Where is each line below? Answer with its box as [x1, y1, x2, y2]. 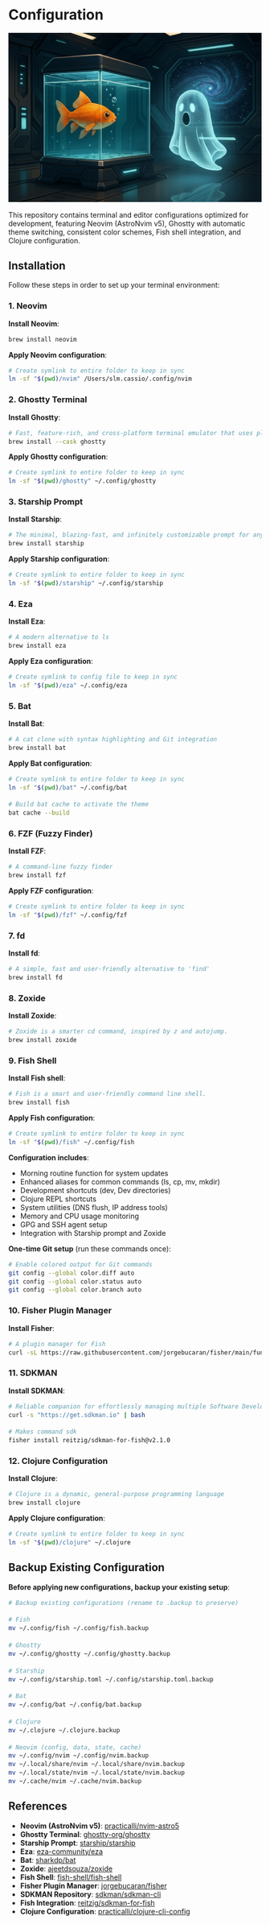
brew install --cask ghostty [8, 437, 106, 446]
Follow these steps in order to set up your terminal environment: [8, 280, 220, 290]
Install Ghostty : [8, 413, 61, 422]
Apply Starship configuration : [8, 554, 110, 564]
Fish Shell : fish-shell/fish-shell [19, 1872, 122, 1882]
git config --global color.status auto [8, 1277, 142, 1286]
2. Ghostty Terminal [8, 394, 88, 405]
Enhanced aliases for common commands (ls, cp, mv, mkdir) [19, 1176, 221, 1186]
